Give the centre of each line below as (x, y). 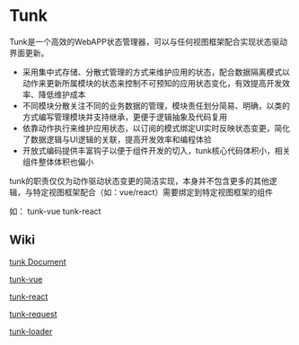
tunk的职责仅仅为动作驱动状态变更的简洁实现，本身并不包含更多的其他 (139, 181)
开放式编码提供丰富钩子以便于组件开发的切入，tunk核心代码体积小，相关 (156, 150)
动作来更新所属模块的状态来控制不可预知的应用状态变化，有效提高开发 (152, 83)
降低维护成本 (62, 94)
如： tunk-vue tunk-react (55, 211)
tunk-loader (31, 331)
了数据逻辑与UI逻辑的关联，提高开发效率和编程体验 (117, 139)
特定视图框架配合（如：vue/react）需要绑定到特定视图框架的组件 (153, 192)
